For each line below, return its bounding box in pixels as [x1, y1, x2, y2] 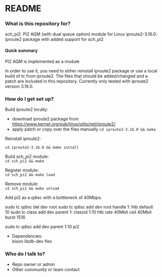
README [5, 3, 42, 14]
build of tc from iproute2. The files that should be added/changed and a [5, 73, 148, 79]
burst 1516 [5, 214, 26, 220]
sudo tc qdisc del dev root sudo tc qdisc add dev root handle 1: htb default [5, 204, 153, 209]
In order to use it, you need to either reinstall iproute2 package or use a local [5, 68, 158, 73]
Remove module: [5, 181, 39, 187]
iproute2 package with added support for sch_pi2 [5, 36, 104, 42]
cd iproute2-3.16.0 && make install [5, 145, 79, 150]
